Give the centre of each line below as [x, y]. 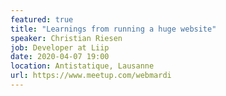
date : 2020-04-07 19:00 [60, 57]
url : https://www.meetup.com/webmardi [91, 76]
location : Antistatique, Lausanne [82, 66]
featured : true [42, 19]
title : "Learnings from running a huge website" [113, 29]
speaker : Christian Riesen [66, 38]
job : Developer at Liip [60, 47]
